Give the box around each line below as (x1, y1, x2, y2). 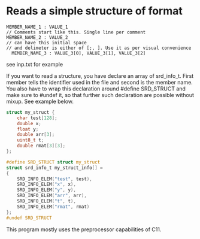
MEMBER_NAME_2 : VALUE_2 (6, 34, 68, 40)
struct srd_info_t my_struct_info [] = (6, 165, 103, 171)
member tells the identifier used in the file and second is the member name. (6, 78, 193, 86)
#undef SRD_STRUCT (6, 214, 52, 221)
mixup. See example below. (6, 98, 74, 105)
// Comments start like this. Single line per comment (6, 29, 146, 35)
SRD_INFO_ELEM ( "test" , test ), (17, 176, 93, 182)
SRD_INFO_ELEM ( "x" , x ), (17, 181, 77, 187)
